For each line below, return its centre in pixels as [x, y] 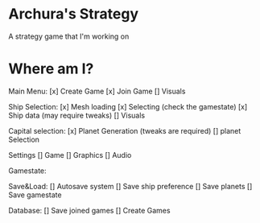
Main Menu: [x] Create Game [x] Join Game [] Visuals [97, 91]
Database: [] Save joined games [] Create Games [89, 210]
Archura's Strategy [74, 14]
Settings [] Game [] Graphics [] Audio [70, 155]
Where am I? [51, 69]
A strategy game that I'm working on [69, 36]
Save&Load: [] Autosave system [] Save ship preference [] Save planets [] [130, 186]
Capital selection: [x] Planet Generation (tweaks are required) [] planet [125, 130]
